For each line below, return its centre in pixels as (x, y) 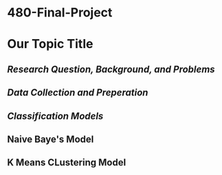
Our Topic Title (50, 44)
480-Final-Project (60, 13)
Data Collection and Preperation (78, 93)
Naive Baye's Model (51, 139)
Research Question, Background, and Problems (111, 69)
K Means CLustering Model (67, 163)
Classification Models (55, 116)
